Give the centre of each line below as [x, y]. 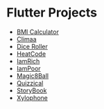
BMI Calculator [38, 32]
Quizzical [30, 83]
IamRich [28, 61]
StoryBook [32, 90]
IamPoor [28, 68]
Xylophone [32, 97]
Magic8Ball [33, 76]
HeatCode [31, 54]
